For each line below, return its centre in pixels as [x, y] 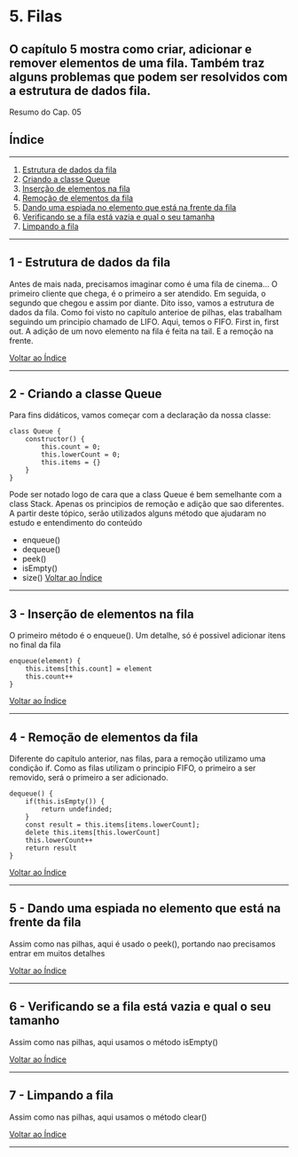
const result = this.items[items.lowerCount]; [113, 825]
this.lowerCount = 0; [81, 455]
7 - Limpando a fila [61, 1095]
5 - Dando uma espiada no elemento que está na [145, 909]
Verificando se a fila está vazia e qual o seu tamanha [118, 217]
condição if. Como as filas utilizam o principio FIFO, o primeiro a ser [133, 768]
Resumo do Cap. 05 [45, 112]
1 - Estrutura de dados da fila [90, 262]
